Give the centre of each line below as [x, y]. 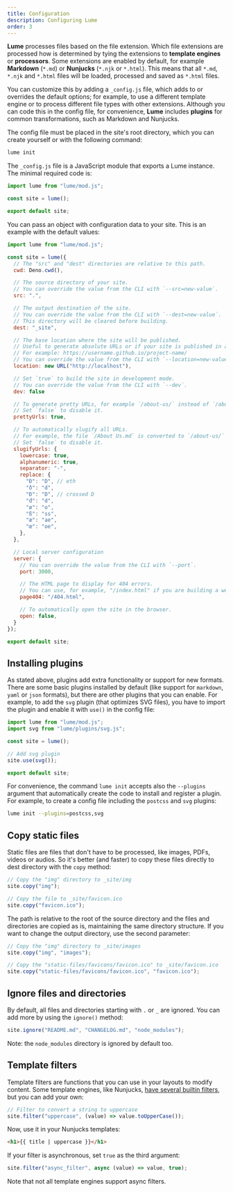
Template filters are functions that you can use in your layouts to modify [110, 1082]
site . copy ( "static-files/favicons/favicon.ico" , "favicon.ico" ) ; [103, 971]
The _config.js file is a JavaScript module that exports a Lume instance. [111, 166]
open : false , [38, 616]
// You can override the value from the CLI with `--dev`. [101, 385]
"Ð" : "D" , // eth [51, 482]
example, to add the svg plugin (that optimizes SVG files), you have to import [116, 702]
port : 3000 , [37, 571]
